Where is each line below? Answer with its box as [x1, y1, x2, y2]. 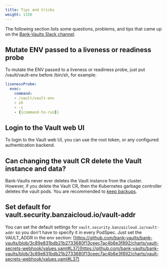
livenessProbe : [5, 82, 37, 87]
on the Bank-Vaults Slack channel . [5, 31, 76, 37]
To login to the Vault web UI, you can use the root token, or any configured [5, 137, 159, 143]
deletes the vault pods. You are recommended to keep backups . [5, 188, 137, 194]
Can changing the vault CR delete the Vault [5, 156, 142, 165]
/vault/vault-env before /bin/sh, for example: [5, 72, 96, 78]
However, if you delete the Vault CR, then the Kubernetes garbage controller [5, 183, 162, 189]
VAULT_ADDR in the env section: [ [5, 234, 75, 240]
